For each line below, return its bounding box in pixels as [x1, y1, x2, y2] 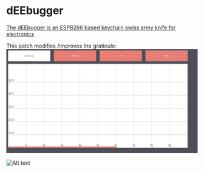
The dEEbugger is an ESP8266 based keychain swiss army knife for [6, 24, 176, 31]
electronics [6, 30, 35, 37]
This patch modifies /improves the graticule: [6, 42, 117, 49]
